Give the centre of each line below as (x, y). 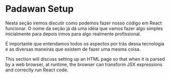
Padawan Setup (40, 9)
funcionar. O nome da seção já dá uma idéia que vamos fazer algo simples (84, 28)
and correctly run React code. (37, 70)
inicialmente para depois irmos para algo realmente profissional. (73, 34)
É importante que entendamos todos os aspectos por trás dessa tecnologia (85, 43)
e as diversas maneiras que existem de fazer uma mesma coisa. (73, 49)
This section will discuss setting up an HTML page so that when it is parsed (85, 59)
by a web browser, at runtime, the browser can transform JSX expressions (84, 64)
